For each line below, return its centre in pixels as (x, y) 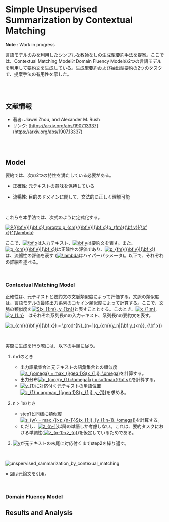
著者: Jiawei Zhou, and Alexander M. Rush (56, 119)
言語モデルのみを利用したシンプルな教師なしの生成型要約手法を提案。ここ (82, 55)
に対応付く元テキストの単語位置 (68, 386)
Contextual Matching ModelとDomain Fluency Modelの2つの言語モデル (88, 61)
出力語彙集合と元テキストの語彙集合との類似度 (69, 367)
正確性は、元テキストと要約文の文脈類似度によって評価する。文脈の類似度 (82, 296)
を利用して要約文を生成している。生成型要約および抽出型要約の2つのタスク (84, 68)
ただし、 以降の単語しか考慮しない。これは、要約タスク (88, 426)
